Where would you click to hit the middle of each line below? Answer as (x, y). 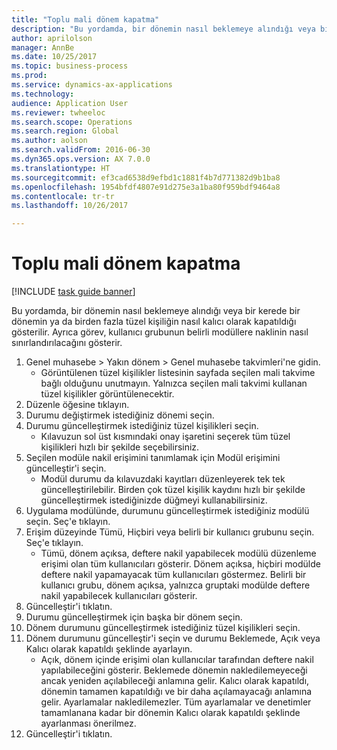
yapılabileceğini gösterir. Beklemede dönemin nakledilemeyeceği (174, 670)
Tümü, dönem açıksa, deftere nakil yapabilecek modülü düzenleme (178, 553)
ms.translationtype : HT (61, 168)
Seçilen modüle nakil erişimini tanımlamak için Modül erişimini (153, 458)
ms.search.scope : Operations (72, 122)
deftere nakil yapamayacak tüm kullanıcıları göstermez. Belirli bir (173, 575)
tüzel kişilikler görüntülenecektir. (107, 394)
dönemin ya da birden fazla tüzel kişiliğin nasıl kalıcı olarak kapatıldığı (154, 322)
